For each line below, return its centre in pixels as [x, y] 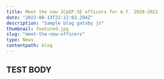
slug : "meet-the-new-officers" [46, 34]
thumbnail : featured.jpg [38, 29]
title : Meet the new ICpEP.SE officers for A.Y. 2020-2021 [82, 12]
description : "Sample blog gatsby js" [55, 23]
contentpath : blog [29, 46]
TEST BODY [29, 70]
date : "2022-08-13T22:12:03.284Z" [50, 17]
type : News [20, 40]
